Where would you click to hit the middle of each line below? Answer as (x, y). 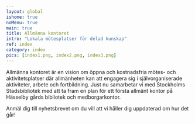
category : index (26, 50)
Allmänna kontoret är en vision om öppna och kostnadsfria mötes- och (91, 72)
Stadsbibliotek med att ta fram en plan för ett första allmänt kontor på (89, 91)
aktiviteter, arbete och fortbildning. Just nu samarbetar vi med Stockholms (96, 84)
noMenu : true (22, 22)
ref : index (19, 45)
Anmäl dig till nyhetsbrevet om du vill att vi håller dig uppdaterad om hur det (97, 108)
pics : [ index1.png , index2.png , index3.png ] (61, 55)
